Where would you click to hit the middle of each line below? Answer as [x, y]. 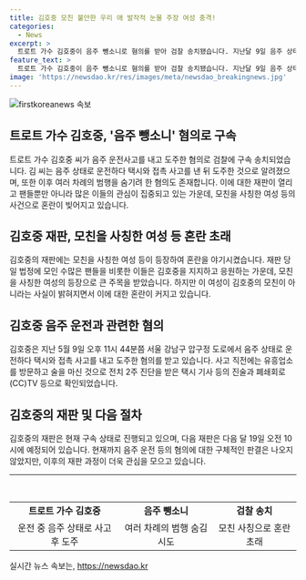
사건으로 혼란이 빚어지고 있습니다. [69, 205]
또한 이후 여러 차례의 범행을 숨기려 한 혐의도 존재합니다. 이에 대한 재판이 [148, 182]
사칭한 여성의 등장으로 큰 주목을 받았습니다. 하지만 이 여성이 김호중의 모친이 [153, 282]
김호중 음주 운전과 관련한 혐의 [87, 326]
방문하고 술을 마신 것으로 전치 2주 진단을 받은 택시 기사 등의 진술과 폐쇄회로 [152, 372]
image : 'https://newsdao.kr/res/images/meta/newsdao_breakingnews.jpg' [148, 77]
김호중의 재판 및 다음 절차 [76, 415]
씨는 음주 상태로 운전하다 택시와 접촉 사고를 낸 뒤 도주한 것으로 [148, 170]
